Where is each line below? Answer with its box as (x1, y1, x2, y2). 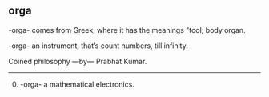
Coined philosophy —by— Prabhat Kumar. (8, 56, 147, 66)
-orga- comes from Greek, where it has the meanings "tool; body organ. (8, 25, 246, 34)
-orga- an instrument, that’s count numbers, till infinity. (8, 41, 188, 51)
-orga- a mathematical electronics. (19, 79, 134, 89)
